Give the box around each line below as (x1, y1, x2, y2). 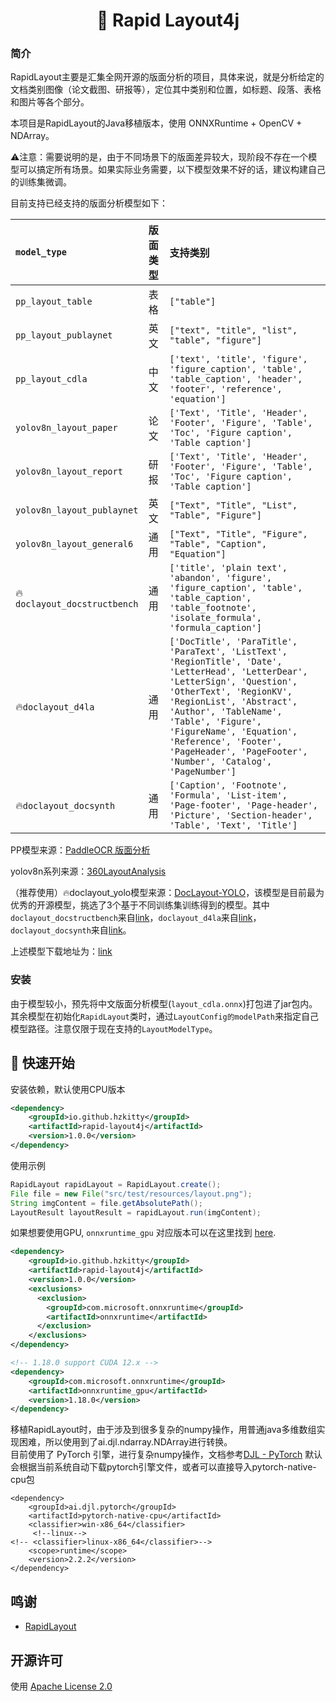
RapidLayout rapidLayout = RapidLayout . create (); (10, 1179, 222, 1189)
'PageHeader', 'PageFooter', (169, 746, 308, 758)
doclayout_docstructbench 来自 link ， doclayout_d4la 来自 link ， (10, 912, 262, 924)
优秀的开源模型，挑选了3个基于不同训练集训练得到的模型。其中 (10, 899, 270, 911)
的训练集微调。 (10, 176, 72, 188)
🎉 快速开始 (10, 1055, 75, 1072)
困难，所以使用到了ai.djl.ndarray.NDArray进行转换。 (18, 1436, 233, 1448)
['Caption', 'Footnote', (169, 780, 288, 791)
